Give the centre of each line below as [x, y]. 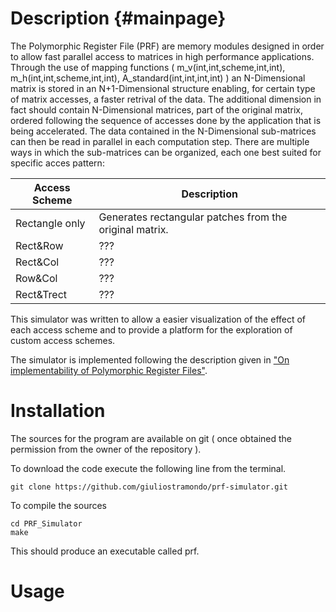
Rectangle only [50, 223]
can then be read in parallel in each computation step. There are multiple [160, 141]
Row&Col [36, 278]
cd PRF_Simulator [46, 523]
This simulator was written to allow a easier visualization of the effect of [158, 319]
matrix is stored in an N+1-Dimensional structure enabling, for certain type [163, 88]
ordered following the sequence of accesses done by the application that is [166, 120]
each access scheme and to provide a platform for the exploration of [151, 329]
